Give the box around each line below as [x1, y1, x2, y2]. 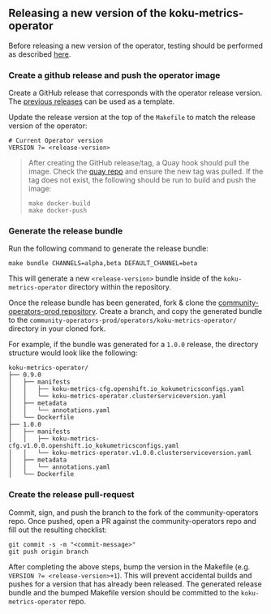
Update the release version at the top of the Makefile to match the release [8, 113, 256, 122]
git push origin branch [8, 547, 89, 556]
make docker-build [28, 200, 91, 208]
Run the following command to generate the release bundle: [8, 243, 209, 254]
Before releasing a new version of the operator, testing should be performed [8, 41, 264, 50]
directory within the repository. [68, 282, 172, 292]
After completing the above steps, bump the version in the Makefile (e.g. [8, 561, 251, 571]
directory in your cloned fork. [8, 324, 106, 333]
